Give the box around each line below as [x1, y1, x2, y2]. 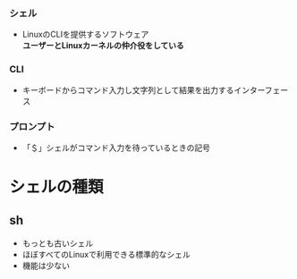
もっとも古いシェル [21, 238, 94, 249]
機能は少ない [21, 260, 70, 271]
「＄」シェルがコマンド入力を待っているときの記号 [21, 142, 211, 153]
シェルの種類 [9, 177, 105, 198]
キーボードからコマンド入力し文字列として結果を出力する [21, 84, 234, 95]
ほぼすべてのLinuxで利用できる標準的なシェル [21, 249, 191, 259]
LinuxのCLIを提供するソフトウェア [21, 29, 149, 40]
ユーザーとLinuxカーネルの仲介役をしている [21, 40, 185, 51]
